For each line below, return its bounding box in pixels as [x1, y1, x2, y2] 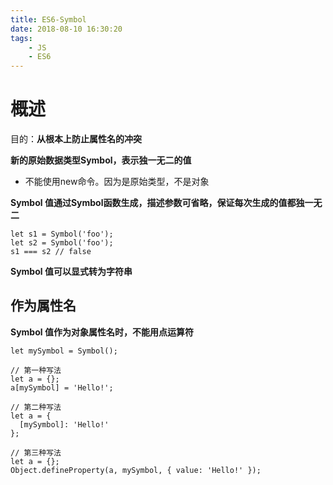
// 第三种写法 [10, 447, 62, 458]
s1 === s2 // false [10, 247, 92, 257]
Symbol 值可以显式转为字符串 [10, 266, 133, 278]
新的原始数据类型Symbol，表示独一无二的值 [10, 154, 192, 166]
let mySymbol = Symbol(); [10, 346, 118, 356]
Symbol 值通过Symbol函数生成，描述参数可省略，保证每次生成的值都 [10, 197, 297, 209]
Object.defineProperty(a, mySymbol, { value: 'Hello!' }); [10, 465, 262, 475]
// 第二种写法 [10, 402, 62, 412]
